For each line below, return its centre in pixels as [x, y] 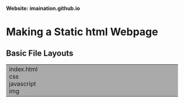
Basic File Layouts [40, 54]
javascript [23, 84]
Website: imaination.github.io [43, 8]
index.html [23, 69]
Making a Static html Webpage [82, 32]
